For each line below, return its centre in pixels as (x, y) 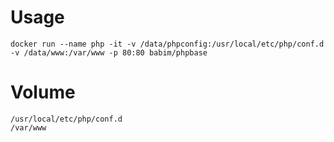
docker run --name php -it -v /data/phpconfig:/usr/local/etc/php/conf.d (167, 44)
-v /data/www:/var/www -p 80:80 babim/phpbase (109, 52)
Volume (43, 92)
